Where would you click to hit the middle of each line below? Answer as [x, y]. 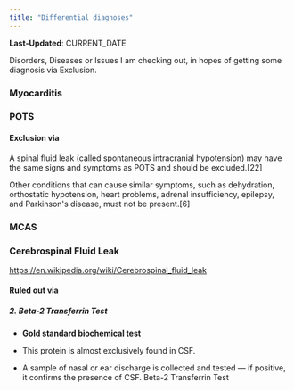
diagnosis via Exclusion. [53, 70]
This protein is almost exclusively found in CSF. [109, 351]
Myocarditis [36, 93]
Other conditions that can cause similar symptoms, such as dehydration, [142, 185]
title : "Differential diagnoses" [71, 17]
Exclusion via [34, 138]
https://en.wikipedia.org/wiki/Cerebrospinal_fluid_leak [108, 270]
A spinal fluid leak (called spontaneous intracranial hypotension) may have [146, 158]
